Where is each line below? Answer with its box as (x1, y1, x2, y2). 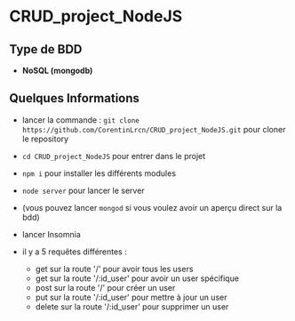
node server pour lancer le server (21, 185, 145, 196)
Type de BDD (9, 42, 83, 57)
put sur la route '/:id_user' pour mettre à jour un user (35, 292, 227, 302)
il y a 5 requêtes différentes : (21, 246, 127, 257)
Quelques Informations (9, 91, 140, 106)
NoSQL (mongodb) (21, 65, 93, 76)
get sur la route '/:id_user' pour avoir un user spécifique (35, 273, 240, 284)
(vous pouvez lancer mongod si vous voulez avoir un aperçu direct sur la (21, 202, 283, 213)
